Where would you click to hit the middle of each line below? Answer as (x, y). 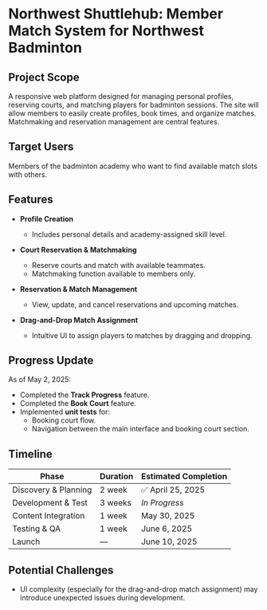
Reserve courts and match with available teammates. (118, 265)
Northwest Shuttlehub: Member (116, 14)
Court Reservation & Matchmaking (78, 250)
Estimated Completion (184, 477)
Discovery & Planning (52, 490)
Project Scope (44, 77)
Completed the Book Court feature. (78, 403)
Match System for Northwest (106, 31)
